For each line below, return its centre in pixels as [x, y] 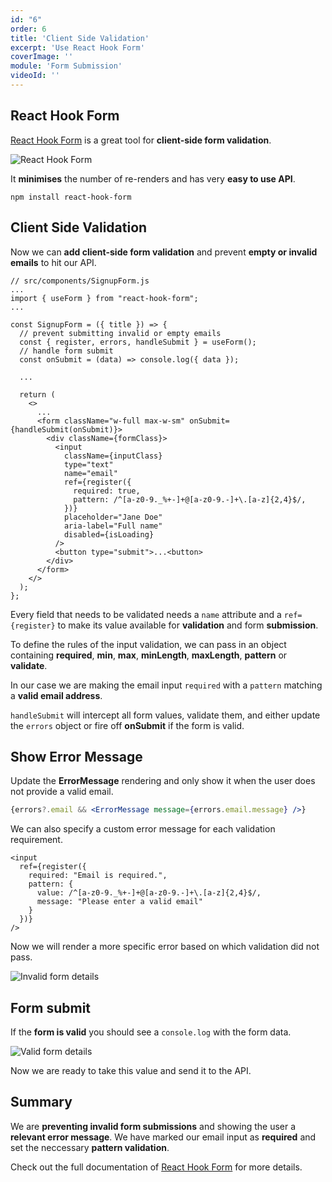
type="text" [88, 464]
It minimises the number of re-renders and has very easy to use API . [153, 178]
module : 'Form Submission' [66, 66]
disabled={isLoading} [109, 534]
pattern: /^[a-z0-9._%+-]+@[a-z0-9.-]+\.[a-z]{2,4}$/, [190, 499]
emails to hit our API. [53, 262]
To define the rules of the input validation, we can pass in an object [148, 644]
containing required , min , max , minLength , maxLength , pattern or [149, 655]
